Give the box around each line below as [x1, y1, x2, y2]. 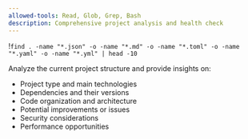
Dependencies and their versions [19, 87, 130, 97]
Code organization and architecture [19, 96, 138, 105]
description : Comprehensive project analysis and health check [8, 19, 224, 27]
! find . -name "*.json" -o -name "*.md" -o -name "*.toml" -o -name [8, 41, 240, 50]
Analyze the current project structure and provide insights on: [8, 63, 212, 73]
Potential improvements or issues [19, 105, 130, 114]
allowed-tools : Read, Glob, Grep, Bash [8, 11, 142, 20]
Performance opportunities [19, 121, 110, 131]
